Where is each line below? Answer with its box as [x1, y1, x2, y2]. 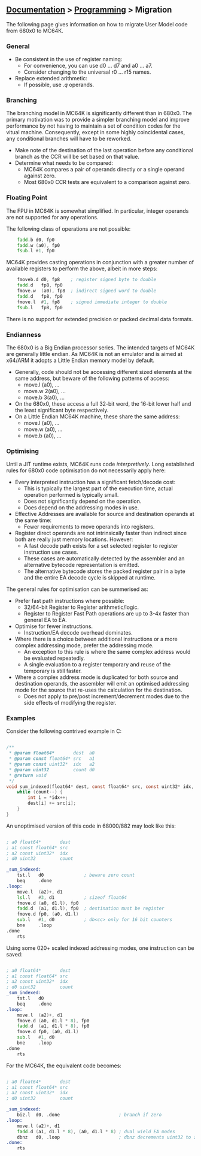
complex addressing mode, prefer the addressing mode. [14, 642, 154, 649]
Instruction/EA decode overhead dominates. [23, 629, 133, 636]
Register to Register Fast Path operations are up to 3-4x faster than [23, 610, 190, 617]
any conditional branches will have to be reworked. [6, 135, 132, 143]
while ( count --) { [17, 789, 63, 795]
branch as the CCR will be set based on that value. [14, 153, 139, 161]
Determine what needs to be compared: [14, 159, 114, 167]
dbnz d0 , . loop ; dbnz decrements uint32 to [17, 1134, 191, 1140]
